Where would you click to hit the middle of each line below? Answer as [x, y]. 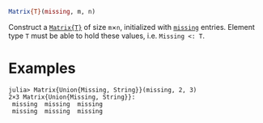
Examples [42, 68]
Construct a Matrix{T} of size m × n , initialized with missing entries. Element [131, 27]
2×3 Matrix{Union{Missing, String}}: [72, 97]
